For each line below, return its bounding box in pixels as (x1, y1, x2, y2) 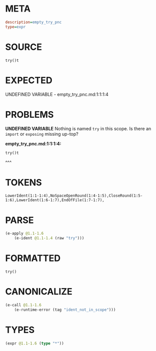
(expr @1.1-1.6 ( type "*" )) (5, 340, 64, 346)
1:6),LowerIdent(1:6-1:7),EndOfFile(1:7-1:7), (5, 198, 105, 203)
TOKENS (5, 177, 42, 188)
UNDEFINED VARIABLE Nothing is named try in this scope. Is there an (5, 125, 151, 131)
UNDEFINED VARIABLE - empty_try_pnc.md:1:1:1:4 (5, 91, 109, 97)
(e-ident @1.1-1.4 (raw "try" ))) (14, 236, 85, 241)
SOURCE (5, 41, 42, 53)
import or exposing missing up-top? (5, 131, 79, 137)
